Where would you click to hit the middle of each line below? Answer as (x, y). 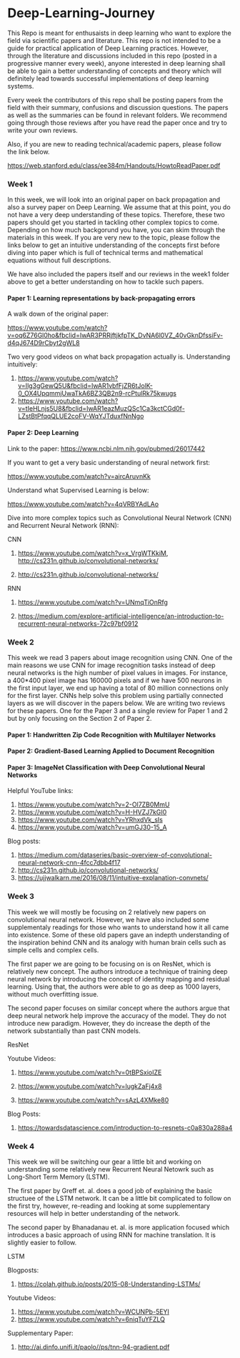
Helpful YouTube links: (40, 791)
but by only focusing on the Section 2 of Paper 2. (80, 718)
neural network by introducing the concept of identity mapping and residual (119, 979)
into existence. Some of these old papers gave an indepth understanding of (119, 934)
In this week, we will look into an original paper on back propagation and (114, 200)
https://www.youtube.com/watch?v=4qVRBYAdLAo (83, 504)
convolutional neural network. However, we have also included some (108, 919)
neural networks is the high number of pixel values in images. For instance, (118, 672)
